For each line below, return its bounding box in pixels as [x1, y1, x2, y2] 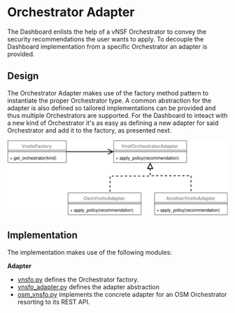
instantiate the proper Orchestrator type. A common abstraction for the [7, 96, 212, 105]
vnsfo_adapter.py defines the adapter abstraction [17, 282, 159, 291]
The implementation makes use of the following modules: [7, 248, 173, 256]
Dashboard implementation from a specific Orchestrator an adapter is [7, 42, 208, 51]
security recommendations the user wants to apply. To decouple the [7, 34, 204, 43]
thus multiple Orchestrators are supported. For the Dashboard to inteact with [7, 111, 228, 119]
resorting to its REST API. [17, 298, 90, 306]
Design [7, 70, 39, 82]
